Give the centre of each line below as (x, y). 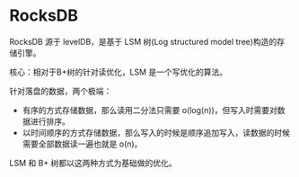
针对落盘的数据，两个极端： (61, 91)
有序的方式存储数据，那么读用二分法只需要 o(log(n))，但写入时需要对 (150, 110)
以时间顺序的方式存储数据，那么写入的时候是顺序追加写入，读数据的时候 (156, 132)
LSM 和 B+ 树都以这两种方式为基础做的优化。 (93, 163)
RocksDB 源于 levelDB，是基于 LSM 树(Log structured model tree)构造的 (143, 41)
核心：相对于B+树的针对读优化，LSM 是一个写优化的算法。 (118, 72)
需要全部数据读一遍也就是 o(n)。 (82, 144)
